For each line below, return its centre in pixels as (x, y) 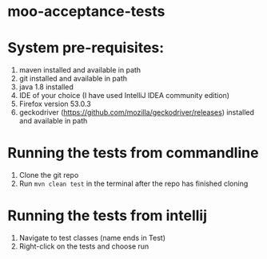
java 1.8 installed (46, 87)
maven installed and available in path (80, 70)
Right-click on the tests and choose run (84, 246)
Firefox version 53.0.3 (55, 104)
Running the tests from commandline (133, 153)
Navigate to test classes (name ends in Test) (92, 238)
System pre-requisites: (86, 48)
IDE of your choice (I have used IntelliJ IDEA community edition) (124, 96)
